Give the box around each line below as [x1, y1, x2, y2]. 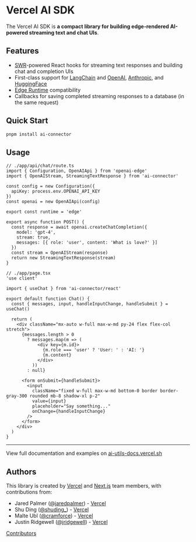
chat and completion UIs [14, 68, 74, 75]
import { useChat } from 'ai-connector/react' [6, 286, 121, 292]
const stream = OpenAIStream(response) [11, 250, 108, 256]
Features [6, 46, 39, 56]
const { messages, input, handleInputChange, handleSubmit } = [11, 301, 168, 307]
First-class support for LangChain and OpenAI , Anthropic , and [14, 74, 164, 81]
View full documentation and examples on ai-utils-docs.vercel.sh [6, 450, 162, 457]
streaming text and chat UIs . [29, 29, 99, 36]
